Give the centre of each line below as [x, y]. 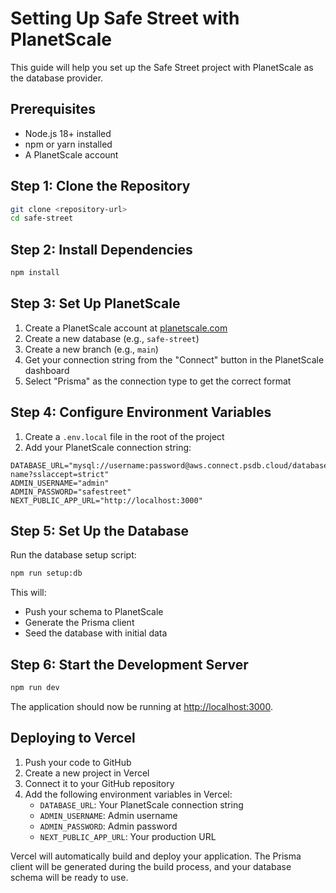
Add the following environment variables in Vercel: [128, 794]
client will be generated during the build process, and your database [151, 866]
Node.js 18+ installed [68, 133]
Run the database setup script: [73, 555]
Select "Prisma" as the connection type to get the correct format [158, 381]
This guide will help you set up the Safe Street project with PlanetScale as [162, 67]
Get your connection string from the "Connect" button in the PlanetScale [174, 359]
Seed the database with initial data [96, 633]
